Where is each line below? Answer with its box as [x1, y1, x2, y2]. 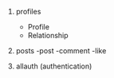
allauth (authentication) [15, 61, 92, 71]
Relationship [27, 31, 69, 40]
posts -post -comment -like [15, 46, 107, 55]
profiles [15, 7, 41, 16]
